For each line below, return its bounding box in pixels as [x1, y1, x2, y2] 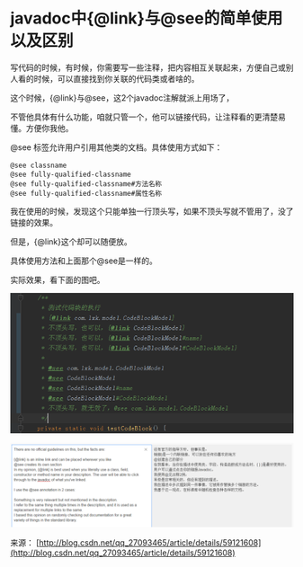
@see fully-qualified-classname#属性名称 [10, 189, 163, 198]
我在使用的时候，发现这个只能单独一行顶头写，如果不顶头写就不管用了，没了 [10, 206, 294, 217]
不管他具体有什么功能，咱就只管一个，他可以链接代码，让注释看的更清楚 [10, 111, 278, 122]
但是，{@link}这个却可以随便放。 [10, 235, 133, 247]
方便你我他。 [25, 122, 74, 133]
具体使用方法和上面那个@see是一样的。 [10, 255, 158, 266]
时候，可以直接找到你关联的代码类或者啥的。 [33, 73, 200, 84]
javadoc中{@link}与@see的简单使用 [10, 8, 283, 29]
